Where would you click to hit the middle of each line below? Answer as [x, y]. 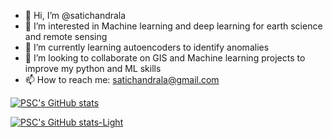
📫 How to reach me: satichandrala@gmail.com [122, 79]
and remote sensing [66, 36]
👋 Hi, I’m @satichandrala [75, 15]
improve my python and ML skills [93, 68]
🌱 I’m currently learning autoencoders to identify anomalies [147, 47]
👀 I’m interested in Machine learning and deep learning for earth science [173, 26]
